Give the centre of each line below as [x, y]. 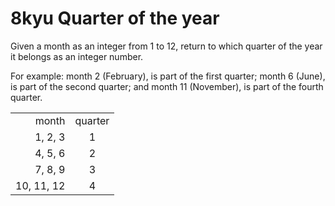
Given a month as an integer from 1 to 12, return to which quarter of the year [166, 46]
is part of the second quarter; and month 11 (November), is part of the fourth [167, 86]
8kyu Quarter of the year [115, 18]
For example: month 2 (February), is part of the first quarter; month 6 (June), [168, 76]
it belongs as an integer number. [77, 56]
